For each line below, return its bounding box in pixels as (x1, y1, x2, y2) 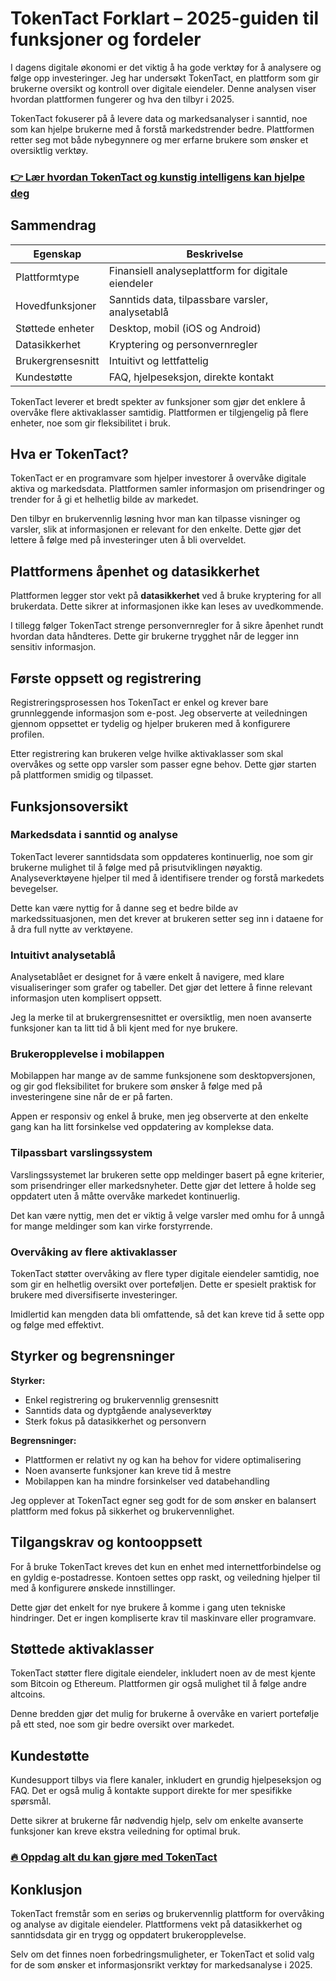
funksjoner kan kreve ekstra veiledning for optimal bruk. (10, 1825, 241, 1837)
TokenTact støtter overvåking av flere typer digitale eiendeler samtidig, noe (10, 1267, 320, 1279)
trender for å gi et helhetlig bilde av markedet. (10, 493, 199, 506)
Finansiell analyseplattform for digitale (108, 263, 288, 277)
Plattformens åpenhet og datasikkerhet (10, 563, 260, 580)
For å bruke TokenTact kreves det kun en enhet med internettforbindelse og (10, 1560, 322, 1572)
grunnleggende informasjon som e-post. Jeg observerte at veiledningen (10, 707, 308, 719)
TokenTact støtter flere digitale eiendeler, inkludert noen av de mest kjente (10, 1667, 317, 1679)
